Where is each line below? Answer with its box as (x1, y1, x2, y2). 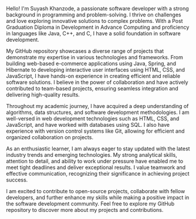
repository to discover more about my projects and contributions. (6, 207, 164, 213)
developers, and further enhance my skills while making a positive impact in (6, 194, 190, 201)
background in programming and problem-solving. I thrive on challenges (6, 11, 181, 18)
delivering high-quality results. (6, 91, 80, 98)
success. (6, 176, 28, 183)
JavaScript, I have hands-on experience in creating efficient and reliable (6, 73, 181, 79)
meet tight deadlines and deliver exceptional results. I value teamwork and (6, 164, 186, 171)
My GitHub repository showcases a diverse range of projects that (6, 48, 164, 55)
